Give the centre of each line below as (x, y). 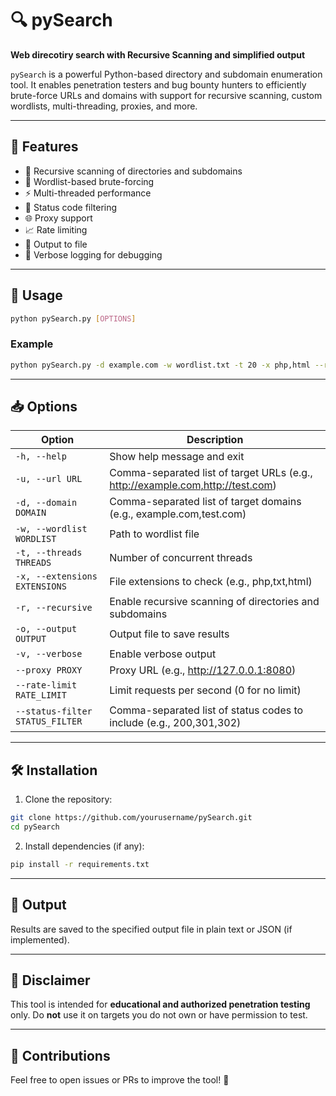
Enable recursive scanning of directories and (214, 602)
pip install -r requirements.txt (80, 864)
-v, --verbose (49, 654)
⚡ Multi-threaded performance (88, 193)
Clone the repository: (68, 799)
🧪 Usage (36, 295)
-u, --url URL (49, 479)
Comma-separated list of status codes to (206, 710)
